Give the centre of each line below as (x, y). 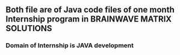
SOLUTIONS (29, 28)
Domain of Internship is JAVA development (70, 45)
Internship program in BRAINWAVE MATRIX (89, 19)
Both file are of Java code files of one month (90, 10)
